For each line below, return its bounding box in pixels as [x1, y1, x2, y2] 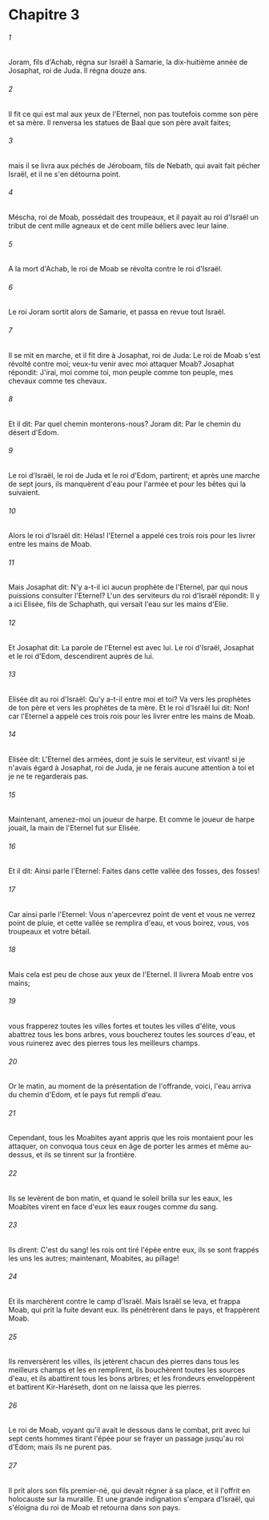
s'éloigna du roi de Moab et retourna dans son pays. [8, 1502, 181, 1512]
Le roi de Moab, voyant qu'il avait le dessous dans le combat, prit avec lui [8, 1426, 251, 1435]
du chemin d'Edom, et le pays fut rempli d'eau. [8, 1090, 163, 1100]
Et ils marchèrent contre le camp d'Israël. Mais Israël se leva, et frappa [8, 1297, 241, 1306]
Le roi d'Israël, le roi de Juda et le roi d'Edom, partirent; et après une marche [8, 471, 260, 481]
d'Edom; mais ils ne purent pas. [8, 1442, 112, 1452]
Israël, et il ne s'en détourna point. [8, 169, 121, 179]
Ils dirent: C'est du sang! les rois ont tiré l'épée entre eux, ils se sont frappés [8, 1245, 259, 1254]
